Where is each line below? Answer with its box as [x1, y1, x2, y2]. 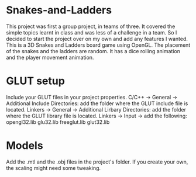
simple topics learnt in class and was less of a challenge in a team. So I [6, 29, 177, 36]
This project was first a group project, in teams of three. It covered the [6, 23, 176, 30]
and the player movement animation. [6, 54, 94, 61]
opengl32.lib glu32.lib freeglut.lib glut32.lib [6, 118, 110, 126]
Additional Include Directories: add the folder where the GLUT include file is [6, 100, 188, 107]
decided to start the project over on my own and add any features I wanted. [6, 35, 188, 42]
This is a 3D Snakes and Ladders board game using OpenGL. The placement [6, 41, 191, 48]
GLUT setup [6, 74, 66, 88]
